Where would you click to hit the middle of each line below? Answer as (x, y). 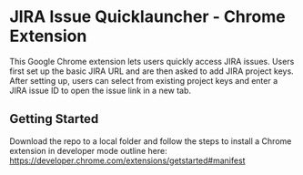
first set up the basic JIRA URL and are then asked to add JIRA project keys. (151, 71)
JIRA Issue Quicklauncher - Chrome (147, 17)
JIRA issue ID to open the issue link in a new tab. (101, 90)
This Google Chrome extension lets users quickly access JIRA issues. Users (152, 61)
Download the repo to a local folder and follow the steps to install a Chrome (151, 141)
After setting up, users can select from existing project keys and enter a (144, 80)
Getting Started (54, 119)
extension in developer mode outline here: (88, 150)
